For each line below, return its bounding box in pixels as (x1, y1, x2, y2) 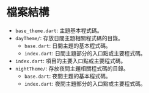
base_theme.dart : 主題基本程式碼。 (15, 27, 103, 34)
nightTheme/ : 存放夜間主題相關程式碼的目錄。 (15, 64, 129, 72)
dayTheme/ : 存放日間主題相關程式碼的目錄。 (15, 34, 124, 41)
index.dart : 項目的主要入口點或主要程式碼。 (15, 57, 126, 64)
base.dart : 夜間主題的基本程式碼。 (24, 72, 112, 80)
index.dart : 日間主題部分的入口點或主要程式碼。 (24, 49, 147, 57)
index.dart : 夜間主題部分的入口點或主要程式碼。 (24, 80, 147, 87)
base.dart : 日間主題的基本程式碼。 (24, 42, 112, 49)
